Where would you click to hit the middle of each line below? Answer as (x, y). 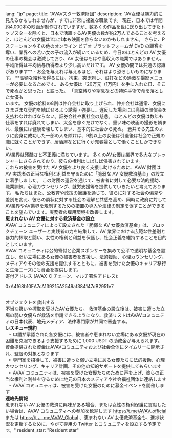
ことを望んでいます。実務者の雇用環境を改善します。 (61, 212)
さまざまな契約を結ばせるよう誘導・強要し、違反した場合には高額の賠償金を (86, 110)
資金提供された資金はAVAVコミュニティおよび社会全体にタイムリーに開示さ (85, 347)
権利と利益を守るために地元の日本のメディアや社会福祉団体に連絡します (90, 379)
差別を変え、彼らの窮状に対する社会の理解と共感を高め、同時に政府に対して (86, 199)
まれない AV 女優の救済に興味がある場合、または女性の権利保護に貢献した (88, 404)
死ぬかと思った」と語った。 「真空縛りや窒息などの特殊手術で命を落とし (87, 91)
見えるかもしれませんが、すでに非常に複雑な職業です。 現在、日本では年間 (84, 20)
